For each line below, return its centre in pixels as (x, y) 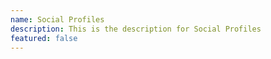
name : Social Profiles (57, 19)
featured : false (44, 38)
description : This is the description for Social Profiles (136, 29)
